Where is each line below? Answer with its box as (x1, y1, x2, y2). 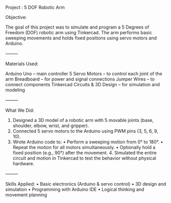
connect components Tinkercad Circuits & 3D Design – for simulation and (5, 82, 160, 87)
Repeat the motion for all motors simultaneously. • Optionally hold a (12, 144, 156, 150)
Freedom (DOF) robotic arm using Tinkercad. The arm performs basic (5, 30, 152, 35)
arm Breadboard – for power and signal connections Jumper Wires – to (5, 76, 155, 82)
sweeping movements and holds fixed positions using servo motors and (5, 35, 157, 41)
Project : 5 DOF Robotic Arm (5, 5, 65, 10)
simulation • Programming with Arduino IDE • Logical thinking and (5, 186, 144, 192)
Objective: (5, 14, 27, 20)
